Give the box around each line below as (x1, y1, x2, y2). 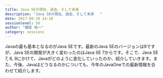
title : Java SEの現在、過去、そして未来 (5, 7, 79, 12)
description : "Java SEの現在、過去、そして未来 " (5, 12, 102, 16)
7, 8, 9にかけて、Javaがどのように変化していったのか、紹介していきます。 (5, 56, 154, 61)
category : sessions (5, 30, 45, 34)
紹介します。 (18, 68, 43, 73)
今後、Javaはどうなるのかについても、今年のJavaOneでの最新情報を (13, 62, 152, 67)
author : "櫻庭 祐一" (5, 25, 44, 30)
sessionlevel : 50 (5, 20, 40, 26)
